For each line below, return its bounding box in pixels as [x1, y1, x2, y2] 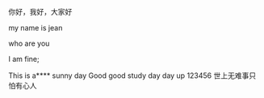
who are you [8, 39, 50, 48]
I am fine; [8, 55, 40, 63]
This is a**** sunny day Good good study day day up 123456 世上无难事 [8, 71, 249, 80]
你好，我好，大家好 [8, 7, 73, 16]
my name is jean [8, 23, 63, 32]
